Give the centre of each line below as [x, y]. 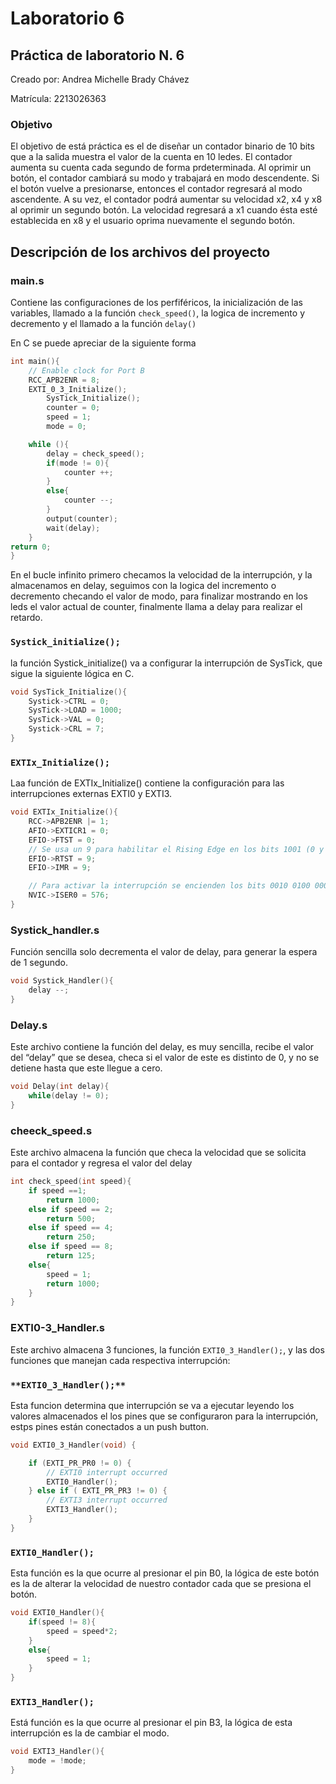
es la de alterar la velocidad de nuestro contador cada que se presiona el [161, 1584]
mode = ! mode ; [57, 1761]
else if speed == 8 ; [71, 1247]
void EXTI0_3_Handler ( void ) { [73, 1445]
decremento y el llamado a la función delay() [103, 323]
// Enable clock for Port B [86, 370]
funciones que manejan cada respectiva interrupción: [120, 1360]
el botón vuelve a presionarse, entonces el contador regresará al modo [156, 189]
